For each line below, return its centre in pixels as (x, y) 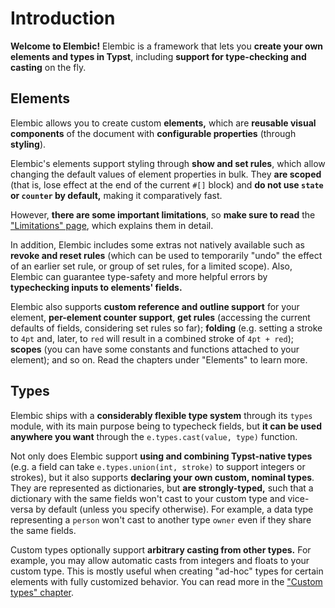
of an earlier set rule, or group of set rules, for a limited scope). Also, (151, 266)
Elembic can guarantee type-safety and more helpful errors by (139, 276)
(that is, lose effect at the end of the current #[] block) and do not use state (167, 184)
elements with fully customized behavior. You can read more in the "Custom (166, 581)
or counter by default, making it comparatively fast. (116, 195)
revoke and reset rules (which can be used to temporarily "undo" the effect (166, 255)
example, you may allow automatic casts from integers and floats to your (160, 560)
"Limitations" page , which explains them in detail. (112, 225)
